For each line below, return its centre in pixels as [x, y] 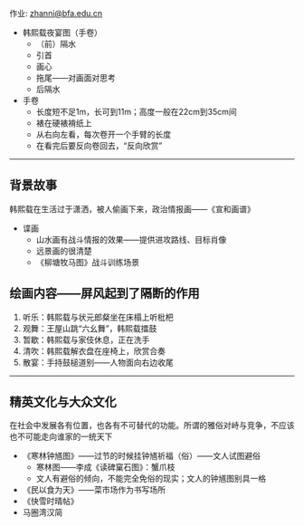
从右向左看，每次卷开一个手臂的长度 [104, 134]
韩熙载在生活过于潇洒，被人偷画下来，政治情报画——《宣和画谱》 [132, 209]
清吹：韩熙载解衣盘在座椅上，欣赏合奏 [94, 350]
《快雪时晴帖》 [50, 502]
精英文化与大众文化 [63, 402]
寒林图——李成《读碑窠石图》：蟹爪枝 [105, 467]
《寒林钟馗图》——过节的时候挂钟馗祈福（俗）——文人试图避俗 [141, 456]
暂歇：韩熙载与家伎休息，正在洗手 [86, 340]
